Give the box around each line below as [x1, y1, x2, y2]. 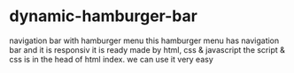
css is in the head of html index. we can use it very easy [9, 54, 214, 64]
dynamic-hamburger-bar [9, 6, 197, 26]
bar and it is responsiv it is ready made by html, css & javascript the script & [9, 44, 286, 55]
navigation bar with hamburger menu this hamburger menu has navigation [9, 35, 280, 46]
